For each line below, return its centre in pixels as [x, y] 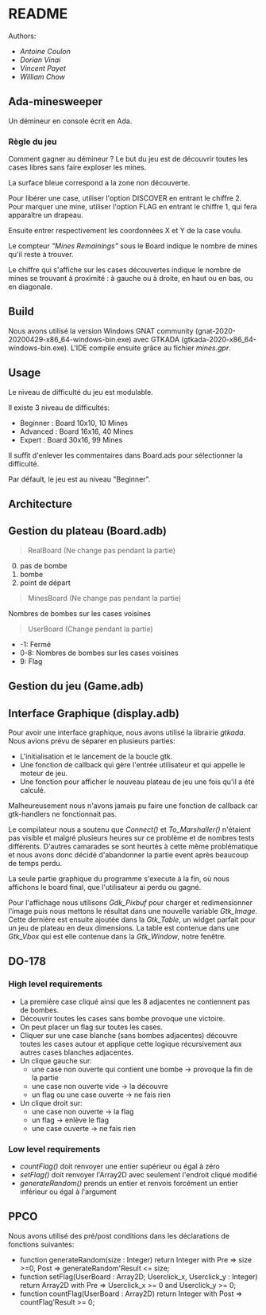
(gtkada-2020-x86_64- [219, 339]
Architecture [40, 504]
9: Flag [31, 661]
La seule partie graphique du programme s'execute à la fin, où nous [119, 879]
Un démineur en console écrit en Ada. [70, 121]
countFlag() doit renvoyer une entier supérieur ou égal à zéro [120, 1166]
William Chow [42, 76]
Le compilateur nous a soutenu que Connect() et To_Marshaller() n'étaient [130, 829]
